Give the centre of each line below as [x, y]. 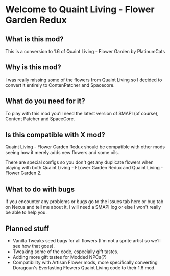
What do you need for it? [45, 101]
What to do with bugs [40, 189]
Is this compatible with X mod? [55, 135]
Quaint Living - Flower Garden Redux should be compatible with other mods [85, 147]
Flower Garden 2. [23, 173]
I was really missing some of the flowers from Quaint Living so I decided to [84, 80]
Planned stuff [27, 228]
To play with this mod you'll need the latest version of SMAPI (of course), [82, 113]
